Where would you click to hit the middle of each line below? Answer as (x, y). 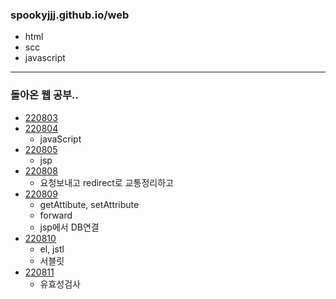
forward (56, 215)
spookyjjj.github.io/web (70, 15)
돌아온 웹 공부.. (44, 95)
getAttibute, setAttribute (89, 204)
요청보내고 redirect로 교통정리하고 (106, 182)
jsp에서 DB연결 (69, 227)
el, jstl (52, 249)
